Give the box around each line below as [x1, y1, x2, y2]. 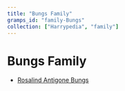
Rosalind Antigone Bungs [17, 76, 89, 84]
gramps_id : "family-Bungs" [7, 17, 85, 24]
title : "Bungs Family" [7, 10, 73, 17]
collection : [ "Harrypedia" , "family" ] [7, 23, 119, 30]
